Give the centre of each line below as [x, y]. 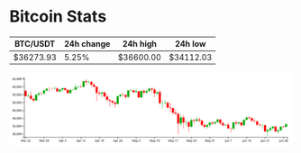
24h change [87, 44]
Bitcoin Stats [58, 17]
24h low [190, 44]
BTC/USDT [35, 44]
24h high [140, 44]
